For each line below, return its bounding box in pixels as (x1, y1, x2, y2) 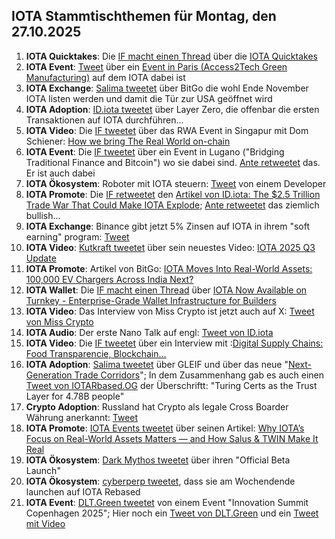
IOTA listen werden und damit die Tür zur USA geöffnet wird (25, 92, 273, 104)
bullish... (25, 209, 61, 221)
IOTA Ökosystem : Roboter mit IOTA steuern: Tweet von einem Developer (25, 177, 327, 189)
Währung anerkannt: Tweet (25, 411, 139, 423)
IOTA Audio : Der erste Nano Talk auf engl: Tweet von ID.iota (25, 326, 274, 338)
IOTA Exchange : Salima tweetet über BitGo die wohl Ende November (25, 82, 309, 94)
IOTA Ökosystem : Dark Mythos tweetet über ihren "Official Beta (25, 454, 291, 466)
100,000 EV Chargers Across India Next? (25, 273, 194, 285)
